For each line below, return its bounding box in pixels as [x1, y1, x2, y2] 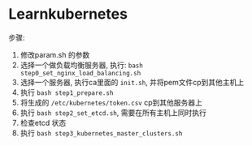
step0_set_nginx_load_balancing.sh [20, 69, 141, 77]
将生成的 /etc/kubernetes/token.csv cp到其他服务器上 [20, 97, 203, 107]
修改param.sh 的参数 [20, 49, 90, 59]
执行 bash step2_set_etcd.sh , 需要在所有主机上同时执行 [20, 107, 207, 118]
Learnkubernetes [8, 5, 128, 24]
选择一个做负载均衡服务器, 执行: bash [20, 60, 144, 70]
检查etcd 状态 [20, 118, 67, 127]
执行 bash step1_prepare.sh [20, 87, 114, 97]
